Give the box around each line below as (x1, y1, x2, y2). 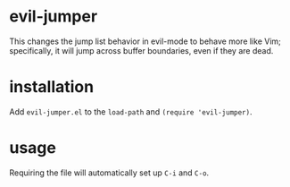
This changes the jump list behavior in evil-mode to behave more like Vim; (9, 36, 281, 47)
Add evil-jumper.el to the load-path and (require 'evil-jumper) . (9, 106, 253, 117)
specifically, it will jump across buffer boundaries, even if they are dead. (9, 45, 274, 55)
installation (9, 77, 95, 98)
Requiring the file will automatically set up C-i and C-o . (9, 167, 210, 178)
